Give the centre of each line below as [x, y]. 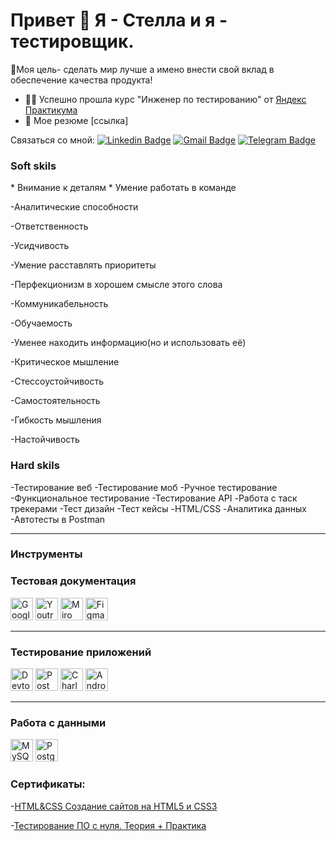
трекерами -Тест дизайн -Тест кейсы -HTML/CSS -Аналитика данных [158, 508]
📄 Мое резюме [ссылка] [76, 120]
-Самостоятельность [55, 401]
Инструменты [46, 554]
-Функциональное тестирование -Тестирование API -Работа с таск [154, 498]
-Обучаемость [41, 323]
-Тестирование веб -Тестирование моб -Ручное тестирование [144, 487]
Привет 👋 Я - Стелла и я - [119, 20]
